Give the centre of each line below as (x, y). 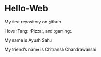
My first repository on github (33, 22)
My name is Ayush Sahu (28, 40)
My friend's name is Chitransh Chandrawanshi (50, 49)
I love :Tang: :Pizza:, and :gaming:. (38, 31)
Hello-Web (26, 8)
